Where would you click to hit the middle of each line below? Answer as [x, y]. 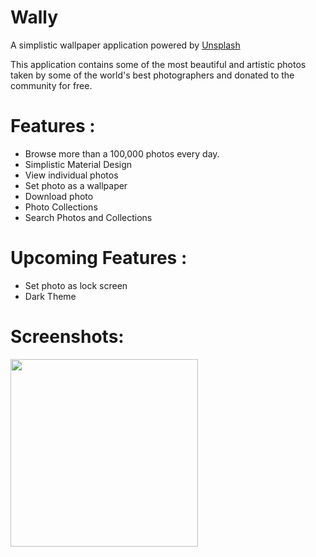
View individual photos [71, 175]
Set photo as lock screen [76, 285]
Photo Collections [61, 207]
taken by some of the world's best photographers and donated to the [152, 75]
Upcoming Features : [99, 258]
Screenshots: [67, 337]
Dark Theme [50, 296]
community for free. [51, 85]
